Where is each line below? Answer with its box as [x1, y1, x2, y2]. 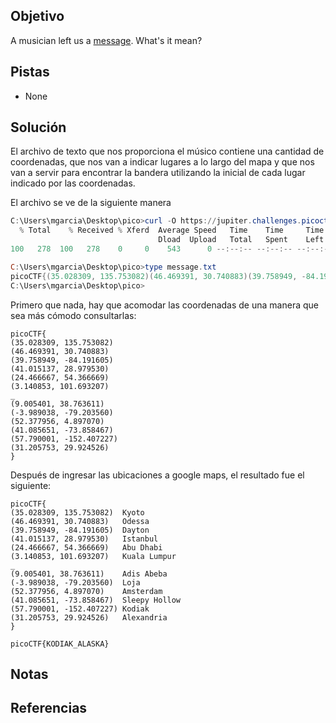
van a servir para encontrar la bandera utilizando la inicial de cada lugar [10, 167, 306, 179]
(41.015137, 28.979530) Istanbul [10, 534, 159, 544]
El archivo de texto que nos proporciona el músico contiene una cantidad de [10, 145, 325, 158]
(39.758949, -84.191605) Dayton [10, 525, 150, 535]
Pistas [10, 64, 50, 81]
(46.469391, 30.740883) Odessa [10, 516, 150, 526]
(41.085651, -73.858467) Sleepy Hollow [10, 595, 182, 605]
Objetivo [10, 8, 65, 25]
